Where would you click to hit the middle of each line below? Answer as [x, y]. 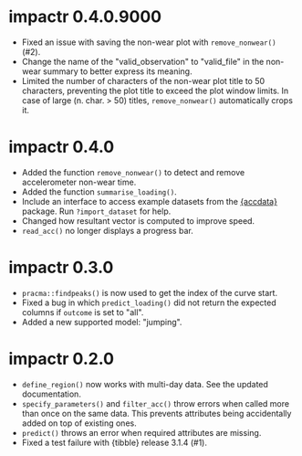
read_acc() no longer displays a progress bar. [107, 230]
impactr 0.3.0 [61, 268]
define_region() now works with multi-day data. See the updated [145, 384]
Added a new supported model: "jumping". [102, 322]
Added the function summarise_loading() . [99, 191]
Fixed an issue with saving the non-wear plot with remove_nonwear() [149, 42]
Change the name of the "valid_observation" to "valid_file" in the [143, 61]
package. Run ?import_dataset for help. [96, 211]
